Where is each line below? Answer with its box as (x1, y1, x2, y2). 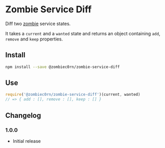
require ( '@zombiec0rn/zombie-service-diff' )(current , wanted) (5, 92, 140, 97)
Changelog (5, 111, 41, 120)
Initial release (12, 138, 41, 144)
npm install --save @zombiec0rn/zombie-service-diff (5, 64, 120, 70)
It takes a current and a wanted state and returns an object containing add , (5, 30, 160, 36)
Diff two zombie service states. (5, 20, 71, 27)
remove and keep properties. (5, 36, 63, 42)
